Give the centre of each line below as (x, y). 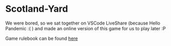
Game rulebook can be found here (42, 38)
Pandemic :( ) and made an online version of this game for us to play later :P (85, 28)
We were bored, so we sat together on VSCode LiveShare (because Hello (83, 23)
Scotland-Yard (37, 9)
